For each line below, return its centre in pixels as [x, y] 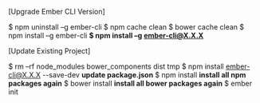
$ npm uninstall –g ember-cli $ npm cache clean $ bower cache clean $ [126, 27]
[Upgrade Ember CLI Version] [57, 12]
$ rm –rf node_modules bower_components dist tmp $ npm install [116, 66]
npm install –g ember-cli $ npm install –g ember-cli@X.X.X [106, 36]
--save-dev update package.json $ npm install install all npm [144, 75]
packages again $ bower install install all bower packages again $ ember [130, 83]
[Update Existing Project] [49, 51]
